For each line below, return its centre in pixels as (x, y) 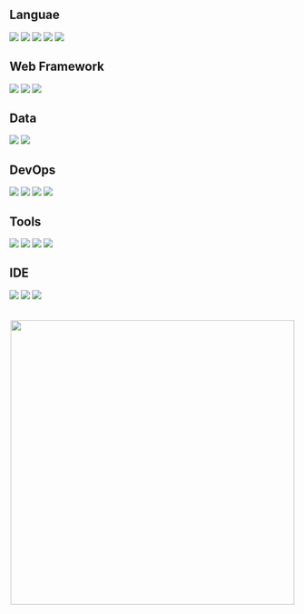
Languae (35, 15)
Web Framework (57, 67)
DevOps (33, 170)
